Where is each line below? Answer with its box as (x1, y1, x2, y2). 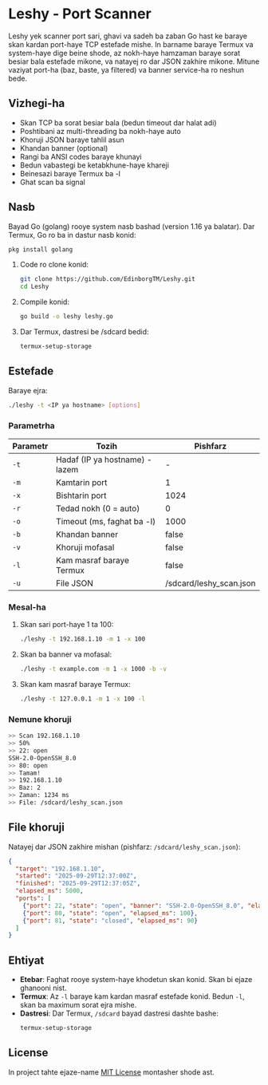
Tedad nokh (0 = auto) (55, 503, 140, 514)
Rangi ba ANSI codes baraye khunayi (19, 152, 142, 161)
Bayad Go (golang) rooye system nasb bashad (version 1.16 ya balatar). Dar (8, 221, 255, 231)
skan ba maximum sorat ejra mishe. (19, 1000, 137, 1010)
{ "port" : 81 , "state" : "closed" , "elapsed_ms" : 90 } (22, 917, 198, 925)
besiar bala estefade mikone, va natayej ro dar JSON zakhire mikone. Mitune (8, 57, 260, 66)
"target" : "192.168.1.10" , (15, 865, 105, 873)
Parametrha (8, 420, 56, 431)
